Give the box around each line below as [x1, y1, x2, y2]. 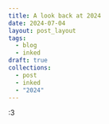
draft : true [8, 57, 48, 65]
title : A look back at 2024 [8, 11, 102, 20]
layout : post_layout [8, 26, 77, 34]
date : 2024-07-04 [8, 19, 66, 27]
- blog [15, 42, 37, 50]
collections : [8, 64, 52, 72]
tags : [8, 34, 26, 42]
